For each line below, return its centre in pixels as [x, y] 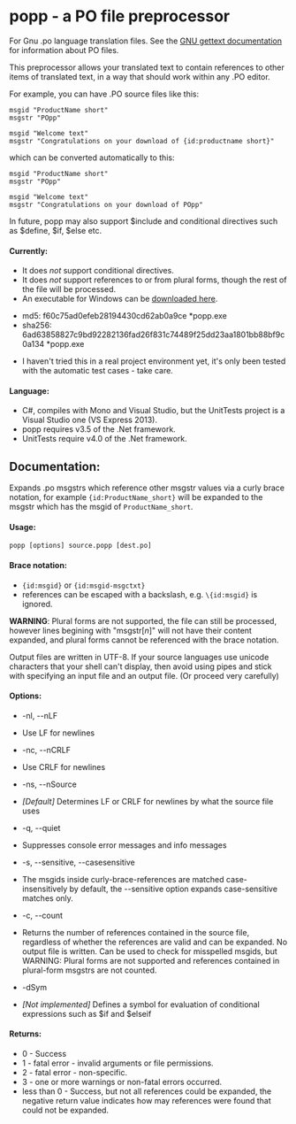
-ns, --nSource [49, 784]
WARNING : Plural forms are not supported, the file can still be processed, [143, 620]
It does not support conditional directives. [98, 271]
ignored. [37, 604]
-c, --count [42, 915]
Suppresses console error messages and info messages [124, 845]
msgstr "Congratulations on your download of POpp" [106, 204]
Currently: [29, 250]
